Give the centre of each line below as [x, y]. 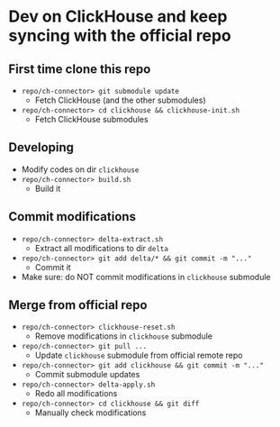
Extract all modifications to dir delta [101, 248]
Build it [48, 188]
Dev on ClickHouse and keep [118, 17]
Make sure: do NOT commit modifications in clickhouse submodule [146, 277]
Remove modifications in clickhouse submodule [124, 336]
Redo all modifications [76, 394]
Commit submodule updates [87, 375]
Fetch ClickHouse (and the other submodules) [120, 100]
